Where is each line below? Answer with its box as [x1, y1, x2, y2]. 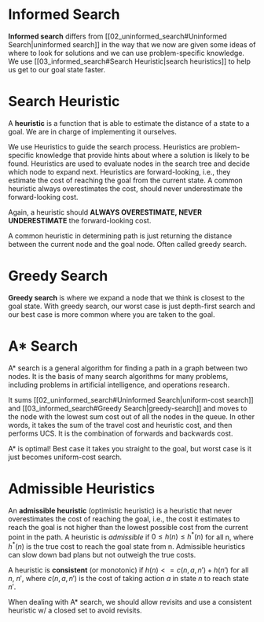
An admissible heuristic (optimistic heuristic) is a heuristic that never [8, 506, 233, 515]
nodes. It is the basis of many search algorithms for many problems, [8, 371, 229, 381]
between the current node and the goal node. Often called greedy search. [8, 239, 247, 248]
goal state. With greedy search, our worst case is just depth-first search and [8, 301, 255, 311]
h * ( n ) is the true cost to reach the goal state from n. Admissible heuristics [8, 540, 246, 551]
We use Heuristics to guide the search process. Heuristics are [8, 142, 209, 151]
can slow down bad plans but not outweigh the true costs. [8, 550, 196, 559]
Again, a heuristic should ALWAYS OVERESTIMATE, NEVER [8, 207, 203, 217]
